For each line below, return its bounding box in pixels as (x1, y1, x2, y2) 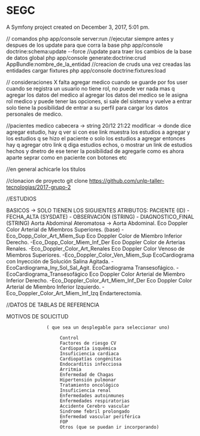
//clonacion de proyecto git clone (6, 177, 88, 184)
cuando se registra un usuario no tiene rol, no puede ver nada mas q (6, 85, 175, 92)
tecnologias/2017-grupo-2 (6, 184, 71, 191)
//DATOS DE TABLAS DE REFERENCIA (6, 301, 100, 308)
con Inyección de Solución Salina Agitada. (6, 257, 110, 264)
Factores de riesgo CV (59, 340, 117, 346)
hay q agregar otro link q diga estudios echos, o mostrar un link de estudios (6, 141, 193, 148)
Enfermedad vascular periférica (59, 413, 141, 420)
